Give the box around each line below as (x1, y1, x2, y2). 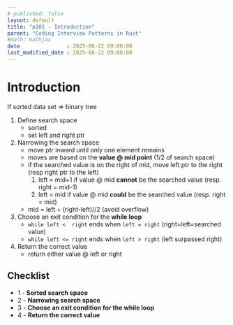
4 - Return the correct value (17, 310, 100, 319)
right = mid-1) (38, 182, 78, 191)
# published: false (7, 10, 64, 17)
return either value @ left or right (27, 250, 122, 258)
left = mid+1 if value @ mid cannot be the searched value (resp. (38, 175, 222, 184)
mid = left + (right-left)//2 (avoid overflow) (27, 205, 149, 213)
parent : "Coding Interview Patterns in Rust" (7, 29, 142, 37)
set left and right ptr (27, 131, 85, 139)
